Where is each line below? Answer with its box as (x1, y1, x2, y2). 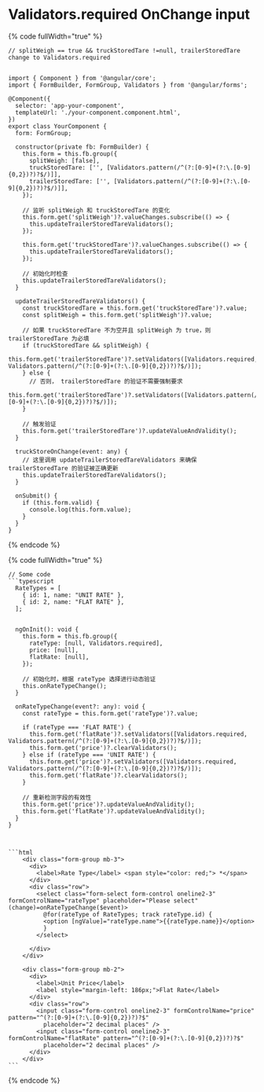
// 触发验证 (22, 420, 57, 428)
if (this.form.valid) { (22, 498, 101, 506)
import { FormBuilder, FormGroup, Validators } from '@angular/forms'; (8, 81, 247, 89)
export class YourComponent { (8, 122, 108, 131)
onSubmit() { (15, 491, 58, 500)
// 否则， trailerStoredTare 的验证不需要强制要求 (28, 377, 183, 385)
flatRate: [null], (28, 653, 90, 661)
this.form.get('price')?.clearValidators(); (28, 744, 178, 752)
